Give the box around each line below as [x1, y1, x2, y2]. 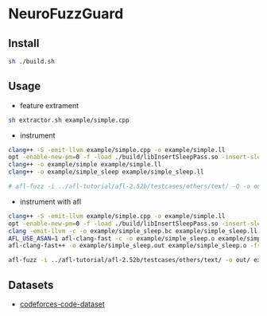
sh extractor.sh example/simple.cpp [8, 116, 130, 124]
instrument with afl [19, 197, 82, 206]
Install [8, 37, 40, 50]
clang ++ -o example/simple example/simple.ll [8, 161, 161, 169]
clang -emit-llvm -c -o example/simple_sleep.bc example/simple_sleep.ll [8, 227, 258, 235]
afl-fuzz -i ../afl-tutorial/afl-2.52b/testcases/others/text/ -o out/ [8, 256, 250, 264]
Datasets [8, 278, 54, 291]
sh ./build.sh [8, 57, 56, 65]
